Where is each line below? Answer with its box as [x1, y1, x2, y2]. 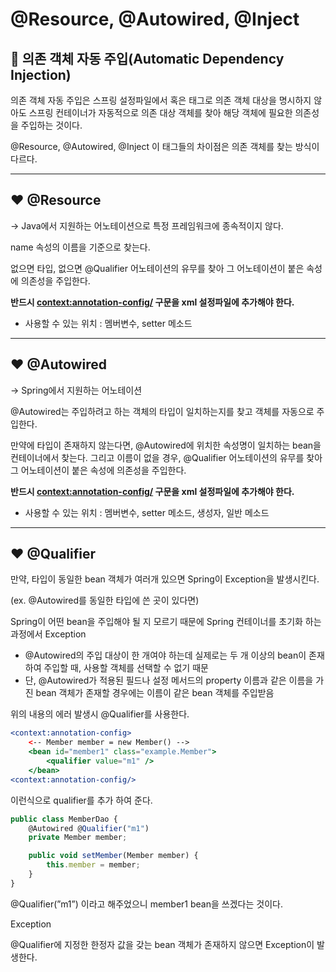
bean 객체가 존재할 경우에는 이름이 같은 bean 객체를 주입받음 [35, 687, 275, 699]
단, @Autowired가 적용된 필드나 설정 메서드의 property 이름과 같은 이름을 [24, 674, 314, 687]
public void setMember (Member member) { [28, 851, 199, 861]
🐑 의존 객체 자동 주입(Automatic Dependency [10, 50, 285, 67]
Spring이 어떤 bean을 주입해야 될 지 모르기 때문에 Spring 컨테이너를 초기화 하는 [10, 616, 322, 628]
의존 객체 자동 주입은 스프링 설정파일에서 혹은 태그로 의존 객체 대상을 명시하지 [10, 94, 312, 106]
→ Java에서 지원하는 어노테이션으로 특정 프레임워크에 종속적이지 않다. [10, 219, 284, 232]
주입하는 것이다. [20, 119, 83, 131]
